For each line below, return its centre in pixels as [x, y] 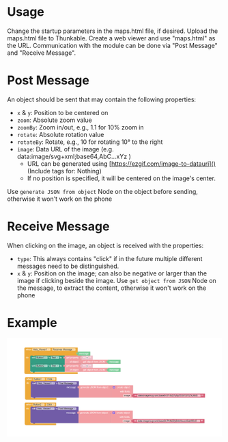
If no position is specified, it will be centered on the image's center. [122, 178]
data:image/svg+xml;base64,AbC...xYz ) [74, 156]
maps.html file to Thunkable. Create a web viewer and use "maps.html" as [111, 38]
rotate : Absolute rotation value [60, 134]
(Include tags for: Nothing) [65, 171]
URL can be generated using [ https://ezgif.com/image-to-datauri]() [122, 163]
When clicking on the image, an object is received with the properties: [105, 245]
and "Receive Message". [42, 53]
